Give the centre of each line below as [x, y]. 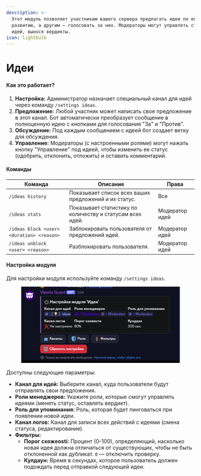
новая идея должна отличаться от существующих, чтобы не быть [108, 447]
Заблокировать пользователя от [110, 228]
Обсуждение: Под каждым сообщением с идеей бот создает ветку [102, 130]
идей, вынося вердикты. [41, 32]
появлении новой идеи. [45, 416]
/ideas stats [25, 214]
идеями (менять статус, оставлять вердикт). [72, 403]
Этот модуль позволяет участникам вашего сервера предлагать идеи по [100, 19]
